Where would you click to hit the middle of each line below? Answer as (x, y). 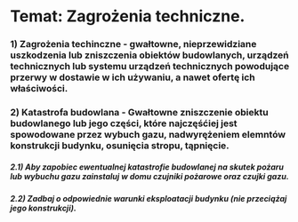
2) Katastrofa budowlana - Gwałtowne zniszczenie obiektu (140, 113)
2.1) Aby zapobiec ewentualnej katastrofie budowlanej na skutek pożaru (147, 167)
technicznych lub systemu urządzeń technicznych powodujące (150, 67)
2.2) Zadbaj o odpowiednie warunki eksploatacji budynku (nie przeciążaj (149, 198)
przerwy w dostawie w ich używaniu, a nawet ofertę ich (133, 77)
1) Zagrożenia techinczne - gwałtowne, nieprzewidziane (133, 44)
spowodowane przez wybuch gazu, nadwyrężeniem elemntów (148, 135)
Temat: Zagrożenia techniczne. (128, 16)
